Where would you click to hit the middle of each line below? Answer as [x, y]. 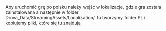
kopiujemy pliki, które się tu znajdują [43, 23]
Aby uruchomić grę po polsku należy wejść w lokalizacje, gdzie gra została [83, 7]
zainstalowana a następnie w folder [42, 12]
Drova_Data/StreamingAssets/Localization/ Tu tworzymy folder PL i [75, 18]
